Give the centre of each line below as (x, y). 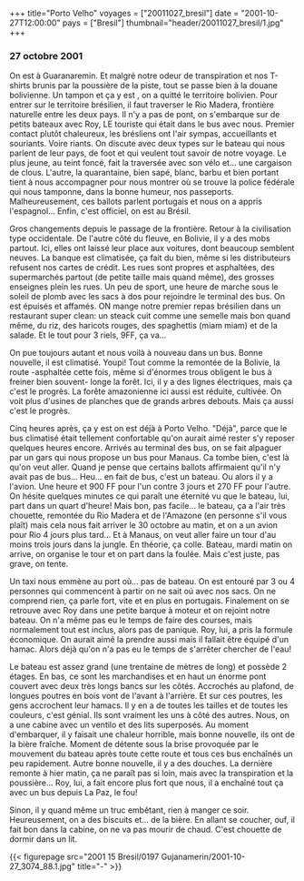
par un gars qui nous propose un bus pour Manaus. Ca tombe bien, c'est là (149, 458)
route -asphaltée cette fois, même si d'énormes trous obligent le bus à (141, 372)
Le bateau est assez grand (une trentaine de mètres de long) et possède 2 (148, 667)
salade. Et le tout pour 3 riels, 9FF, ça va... (88, 335)
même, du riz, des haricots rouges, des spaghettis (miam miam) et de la (144, 326)
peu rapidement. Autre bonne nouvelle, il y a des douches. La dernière (141, 764)
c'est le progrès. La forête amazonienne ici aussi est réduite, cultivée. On (146, 391)
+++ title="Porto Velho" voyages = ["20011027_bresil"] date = (124, 13)
